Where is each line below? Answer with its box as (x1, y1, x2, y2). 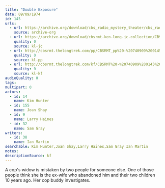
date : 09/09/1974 (5, 12, 41, 17)
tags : (5, 80, 16, 85)
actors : (5, 89, 21, 94)
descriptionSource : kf (5, 153, 52, 158)
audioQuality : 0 (5, 76, 38, 81)
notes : (5, 149, 19, 154)
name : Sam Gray (14, 126, 45, 131)
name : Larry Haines (14, 116, 54, 122)
